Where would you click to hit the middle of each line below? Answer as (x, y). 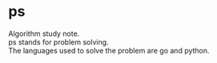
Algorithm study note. (44, 33)
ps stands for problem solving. (59, 41)
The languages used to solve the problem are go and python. (109, 50)
